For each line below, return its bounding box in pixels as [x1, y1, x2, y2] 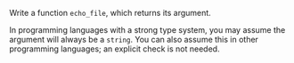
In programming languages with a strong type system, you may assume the [9, 25, 286, 35]
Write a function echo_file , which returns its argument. [9, 8, 211, 18]
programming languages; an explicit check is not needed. [9, 43, 220, 54]
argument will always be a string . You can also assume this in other [9, 35, 258, 44]
